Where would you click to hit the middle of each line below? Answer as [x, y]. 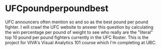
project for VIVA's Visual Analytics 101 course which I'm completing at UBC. [81, 42]
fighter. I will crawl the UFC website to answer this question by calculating [79, 27]
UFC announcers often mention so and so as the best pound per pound [77, 22]
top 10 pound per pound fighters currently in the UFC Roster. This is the [77, 37]
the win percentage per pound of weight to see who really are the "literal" [79, 32]
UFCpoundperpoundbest [57, 8]
